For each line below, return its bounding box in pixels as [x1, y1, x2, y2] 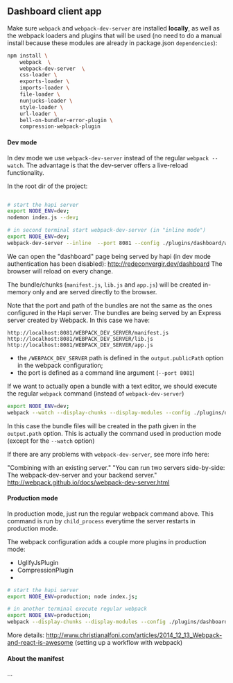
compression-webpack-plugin [19, 123, 101, 130]
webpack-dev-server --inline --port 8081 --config [7, 239, 159, 246]
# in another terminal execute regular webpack [7, 605, 148, 613]
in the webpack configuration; [17, 361, 103, 369]
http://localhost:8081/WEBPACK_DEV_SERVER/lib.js [7, 335, 154, 342]
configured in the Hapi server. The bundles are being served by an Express [7, 308, 222, 317]
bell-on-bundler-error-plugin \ [19, 117, 113, 124]
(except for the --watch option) [7, 437, 95, 445]
